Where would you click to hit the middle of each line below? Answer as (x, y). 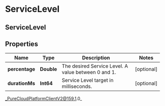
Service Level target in (88, 80)
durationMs (21, 83)
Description (96, 58)
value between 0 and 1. (89, 72)
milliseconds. (77, 86)
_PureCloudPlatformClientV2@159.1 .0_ (44, 99)
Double (49, 69)
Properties (22, 44)
